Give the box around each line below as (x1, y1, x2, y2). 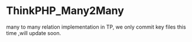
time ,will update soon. (6, 29, 61, 36)
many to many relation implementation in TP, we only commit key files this (6, 23, 186, 30)
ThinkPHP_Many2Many (6, 4, 124, 17)
